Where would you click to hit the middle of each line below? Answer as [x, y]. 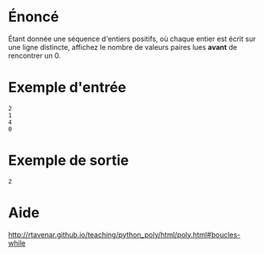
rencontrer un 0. [35, 55]
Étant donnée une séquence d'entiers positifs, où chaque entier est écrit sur [132, 39]
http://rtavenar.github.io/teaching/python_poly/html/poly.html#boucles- [124, 234]
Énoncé [34, 17]
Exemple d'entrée [67, 88]
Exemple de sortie [68, 161]
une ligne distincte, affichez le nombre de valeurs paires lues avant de [123, 47]
